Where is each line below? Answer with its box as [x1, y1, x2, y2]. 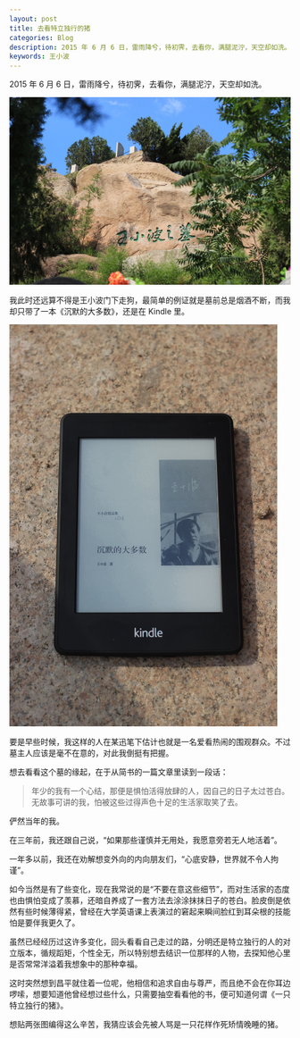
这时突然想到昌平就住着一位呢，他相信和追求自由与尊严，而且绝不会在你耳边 [9, 978, 291, 989]
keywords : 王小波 [9, 52, 70, 62]
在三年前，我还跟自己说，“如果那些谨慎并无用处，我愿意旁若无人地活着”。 [9, 835, 283, 846]
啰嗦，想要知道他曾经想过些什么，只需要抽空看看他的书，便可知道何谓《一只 [9, 989, 291, 1000]
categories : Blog [9, 33, 74, 42]
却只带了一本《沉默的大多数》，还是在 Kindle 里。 [9, 306, 190, 317]
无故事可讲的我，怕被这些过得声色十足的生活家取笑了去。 [30, 797, 243, 808]
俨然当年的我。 [9, 816, 64, 826]
